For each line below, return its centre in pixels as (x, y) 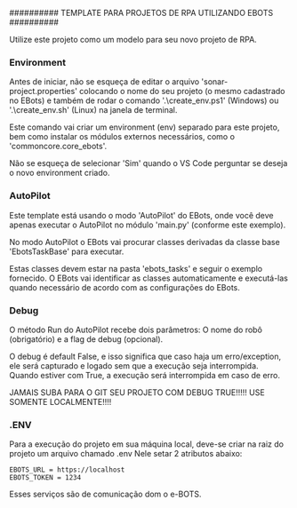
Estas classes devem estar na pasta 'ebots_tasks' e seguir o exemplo (136, 268)
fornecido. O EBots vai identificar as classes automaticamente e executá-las (149, 278)
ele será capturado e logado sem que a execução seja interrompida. (134, 365)
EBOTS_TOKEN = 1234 (45, 478)
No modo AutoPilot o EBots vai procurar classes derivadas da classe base (144, 242)
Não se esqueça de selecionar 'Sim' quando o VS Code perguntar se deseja (148, 163)
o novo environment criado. (60, 173)
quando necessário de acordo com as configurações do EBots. (124, 287)
